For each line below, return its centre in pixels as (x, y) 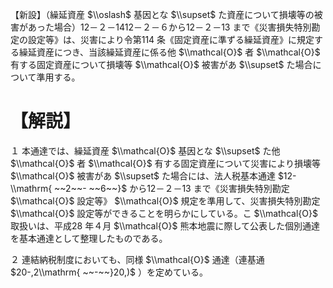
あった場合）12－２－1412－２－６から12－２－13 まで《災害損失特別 (169, 27)
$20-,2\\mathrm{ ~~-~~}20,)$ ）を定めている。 (109, 272)
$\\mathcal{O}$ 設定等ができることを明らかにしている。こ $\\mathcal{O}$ (164, 213)
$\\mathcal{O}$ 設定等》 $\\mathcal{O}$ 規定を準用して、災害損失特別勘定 (165, 200)
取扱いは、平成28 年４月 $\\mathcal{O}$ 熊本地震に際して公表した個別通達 (165, 225)
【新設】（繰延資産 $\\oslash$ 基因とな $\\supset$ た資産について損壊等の (162, 14)
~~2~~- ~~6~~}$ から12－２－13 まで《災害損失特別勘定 (172, 188)
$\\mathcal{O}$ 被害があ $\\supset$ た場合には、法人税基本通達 (143, 175)
